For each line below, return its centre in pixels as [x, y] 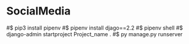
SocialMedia [39, 11]
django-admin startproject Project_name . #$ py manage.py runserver [94, 34]
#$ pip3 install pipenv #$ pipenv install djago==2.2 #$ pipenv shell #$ [95, 28]
